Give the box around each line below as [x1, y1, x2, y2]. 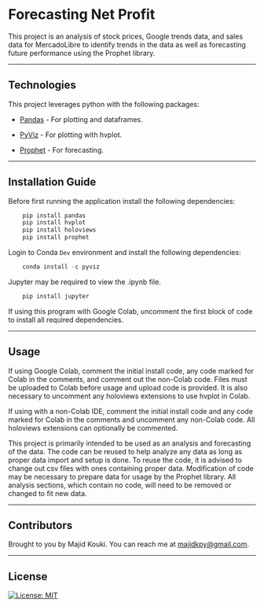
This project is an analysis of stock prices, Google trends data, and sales [8, 31, 244, 41]
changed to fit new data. [8, 488, 88, 498]
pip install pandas [22, 211, 86, 220]
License [8, 569, 48, 583]
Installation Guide [8, 176, 97, 189]
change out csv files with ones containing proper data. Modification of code [8, 463, 254, 473]
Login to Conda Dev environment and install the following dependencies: [8, 248, 241, 257]
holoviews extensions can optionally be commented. [8, 423, 178, 432]
